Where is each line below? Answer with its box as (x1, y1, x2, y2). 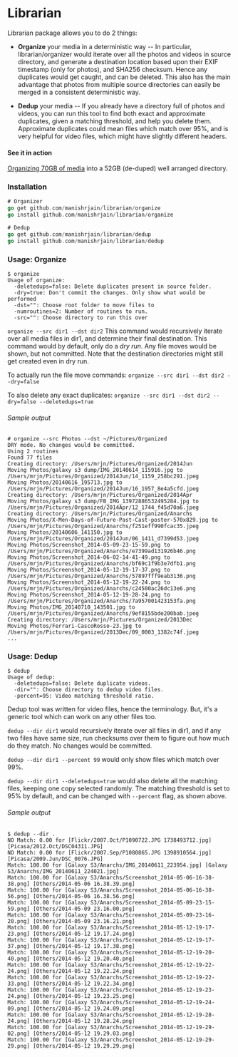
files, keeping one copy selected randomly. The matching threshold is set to (7, 784, 230, 793)
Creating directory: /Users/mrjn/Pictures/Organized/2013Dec (7, 617, 193, 624)
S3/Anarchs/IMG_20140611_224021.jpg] (7, 867, 120, 875)
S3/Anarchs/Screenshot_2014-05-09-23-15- (90, 899, 215, 906)
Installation (7, 182, 48, 192)
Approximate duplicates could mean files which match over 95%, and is (17, 124, 229, 133)
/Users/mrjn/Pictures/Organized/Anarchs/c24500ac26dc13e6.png (7, 585, 196, 592)
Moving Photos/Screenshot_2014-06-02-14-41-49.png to (7, 554, 171, 561)
